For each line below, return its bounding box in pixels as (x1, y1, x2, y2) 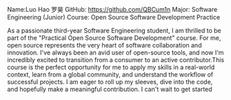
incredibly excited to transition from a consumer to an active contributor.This (7, 56, 225, 63)
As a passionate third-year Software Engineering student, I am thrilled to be (7, 26, 222, 34)
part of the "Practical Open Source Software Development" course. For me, (7, 34, 221, 42)
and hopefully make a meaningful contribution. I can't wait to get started (7, 85, 212, 93)
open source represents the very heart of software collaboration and (7, 41, 202, 49)
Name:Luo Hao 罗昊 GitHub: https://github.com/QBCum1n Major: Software (7, 6, 218, 13)
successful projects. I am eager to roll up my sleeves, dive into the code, (7, 78, 213, 86)
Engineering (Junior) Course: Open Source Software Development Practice (7, 13, 221, 21)
